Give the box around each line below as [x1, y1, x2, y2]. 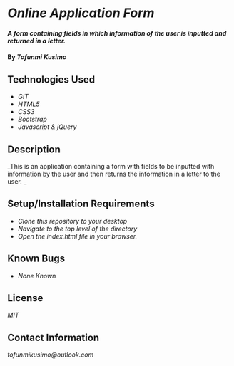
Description [7, 143, 61, 155]
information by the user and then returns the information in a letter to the [7, 169, 221, 178]
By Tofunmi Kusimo [7, 53, 67, 61]
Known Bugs [7, 253, 66, 265]
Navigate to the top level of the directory [17, 224, 138, 233]
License [7, 292, 44, 304]
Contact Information [7, 331, 100, 343]
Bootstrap [17, 115, 48, 124]
